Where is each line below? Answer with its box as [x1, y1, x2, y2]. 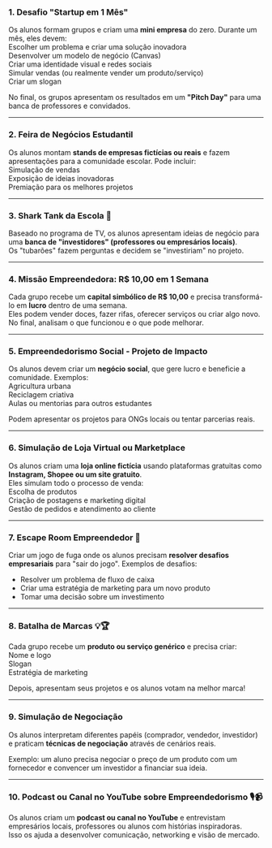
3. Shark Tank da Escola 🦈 [8, 210, 112, 221]
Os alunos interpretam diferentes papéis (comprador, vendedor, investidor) [8, 729, 258, 739]
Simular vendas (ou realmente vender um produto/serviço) [8, 68, 204, 78]
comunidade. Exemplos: [8, 373, 89, 383]
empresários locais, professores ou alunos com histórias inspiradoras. [8, 821, 243, 831]
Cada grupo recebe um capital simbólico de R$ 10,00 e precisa [8, 292, 221, 302]
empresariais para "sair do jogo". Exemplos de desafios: [8, 559, 198, 569]
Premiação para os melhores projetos [8, 182, 134, 192]
